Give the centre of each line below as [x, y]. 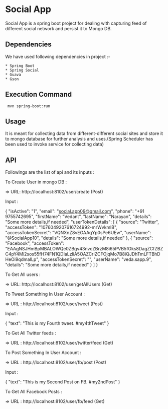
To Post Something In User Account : [43, 353]
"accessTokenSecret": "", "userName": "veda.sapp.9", [96, 259]
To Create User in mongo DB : [36, 182]
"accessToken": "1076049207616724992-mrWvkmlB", [61, 227]
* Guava [13, 75]
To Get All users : [23, 275]
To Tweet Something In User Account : [45, 294]
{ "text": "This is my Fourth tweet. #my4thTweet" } [57, 323]
